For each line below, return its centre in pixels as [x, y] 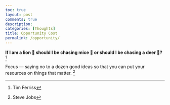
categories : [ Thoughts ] [30, 29]
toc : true [16, 10]
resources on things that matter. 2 [40, 72]
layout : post [19, 15]
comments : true [21, 19]
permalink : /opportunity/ [32, 38]
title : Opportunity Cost [31, 33]
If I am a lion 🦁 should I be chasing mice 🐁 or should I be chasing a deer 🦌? [84, 52]
